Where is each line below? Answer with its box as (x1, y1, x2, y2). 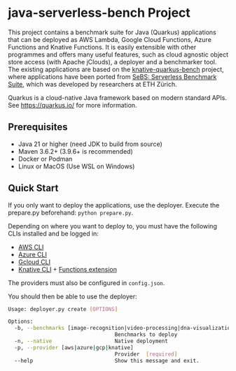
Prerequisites (8, 121, 68, 133)
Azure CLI (18, 250, 48, 259)
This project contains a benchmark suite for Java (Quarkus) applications (8, 28, 216, 36)
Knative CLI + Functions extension (18, 265, 118, 273)
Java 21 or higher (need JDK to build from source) (18, 140, 163, 148)
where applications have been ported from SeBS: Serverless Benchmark (8, 72, 217, 81)
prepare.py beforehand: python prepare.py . (8, 208, 134, 217)
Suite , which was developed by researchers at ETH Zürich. (8, 80, 177, 88)
